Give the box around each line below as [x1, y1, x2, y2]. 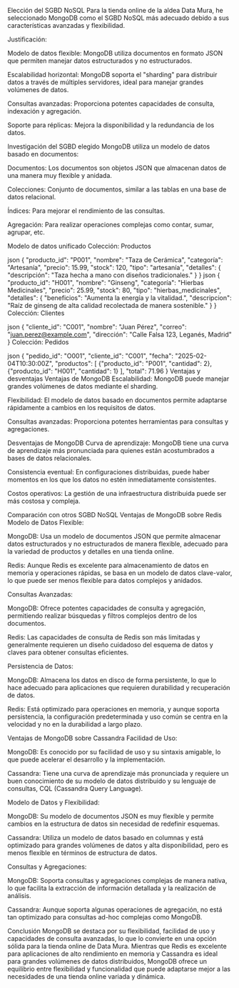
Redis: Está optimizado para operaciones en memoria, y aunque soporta [7, 705, 220, 713]
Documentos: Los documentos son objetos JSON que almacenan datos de [7, 164, 227, 172]
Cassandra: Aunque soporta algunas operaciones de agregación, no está [7, 905, 223, 914]
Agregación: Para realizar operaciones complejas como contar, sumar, [7, 221, 214, 229]
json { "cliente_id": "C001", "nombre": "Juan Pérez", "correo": [7, 323, 187, 331]
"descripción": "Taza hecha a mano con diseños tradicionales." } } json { [7, 271, 220, 279]
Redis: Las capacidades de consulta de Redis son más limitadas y [7, 633, 200, 642]
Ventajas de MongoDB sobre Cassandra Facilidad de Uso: [7, 734, 178, 742]
